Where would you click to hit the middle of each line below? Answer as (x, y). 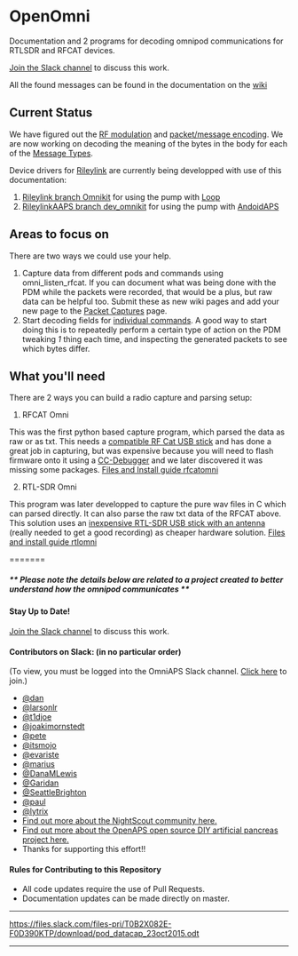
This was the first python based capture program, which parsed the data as (147, 432)
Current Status (51, 113)
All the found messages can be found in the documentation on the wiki (138, 84)
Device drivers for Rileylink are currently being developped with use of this (145, 170)
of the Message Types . (51, 153)
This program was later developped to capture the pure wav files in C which (148, 505)
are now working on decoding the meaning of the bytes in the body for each (149, 143)
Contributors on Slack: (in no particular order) (95, 651)
